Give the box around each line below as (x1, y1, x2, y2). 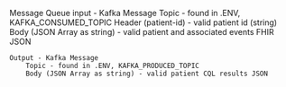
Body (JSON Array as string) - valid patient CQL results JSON (25, 69, 269, 78)
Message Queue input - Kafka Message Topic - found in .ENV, (9, 8, 241, 18)
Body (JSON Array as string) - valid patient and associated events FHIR (9, 27, 274, 37)
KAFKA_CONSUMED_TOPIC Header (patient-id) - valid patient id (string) (9, 17, 278, 28)
